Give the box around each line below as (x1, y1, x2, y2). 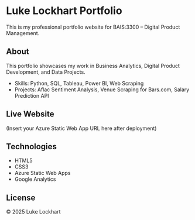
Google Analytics (14, 176, 56, 183)
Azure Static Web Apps (14, 170, 71, 177)
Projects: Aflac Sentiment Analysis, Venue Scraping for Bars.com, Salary (14, 86, 190, 93)
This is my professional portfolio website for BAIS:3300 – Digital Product (6, 23, 180, 30)
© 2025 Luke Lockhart (6, 208, 61, 215)
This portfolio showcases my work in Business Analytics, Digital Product (6, 62, 180, 69)
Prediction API (14, 92, 49, 99)
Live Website (6, 109, 54, 119)
